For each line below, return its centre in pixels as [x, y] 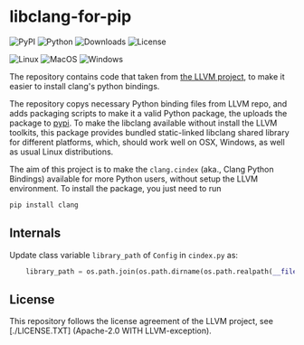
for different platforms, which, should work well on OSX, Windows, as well [147, 142]
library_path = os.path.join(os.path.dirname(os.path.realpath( [149, 271]
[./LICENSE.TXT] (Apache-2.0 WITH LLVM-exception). [111, 331]
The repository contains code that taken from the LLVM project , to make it [147, 76]
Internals [35, 233]
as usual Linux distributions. [62, 152]
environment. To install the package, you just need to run [115, 188]
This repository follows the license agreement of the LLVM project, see [142, 322]
